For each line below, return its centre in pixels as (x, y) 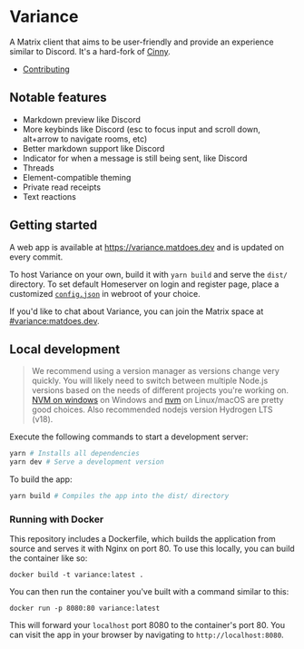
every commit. (36, 257)
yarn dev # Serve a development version (87, 462)
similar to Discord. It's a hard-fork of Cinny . (90, 51)
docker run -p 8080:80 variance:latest (85, 609)
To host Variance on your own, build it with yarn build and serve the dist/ (148, 274)
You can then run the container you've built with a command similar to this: (149, 592)
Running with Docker (57, 519)
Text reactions (49, 196)
